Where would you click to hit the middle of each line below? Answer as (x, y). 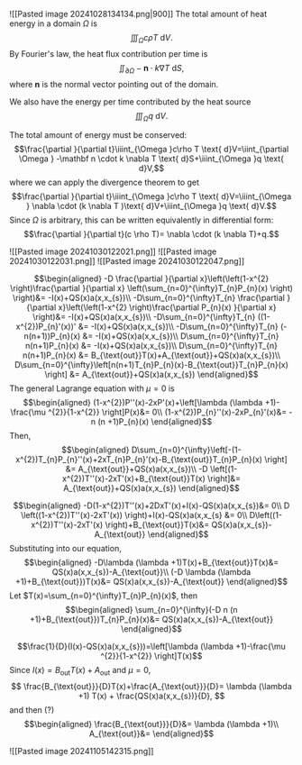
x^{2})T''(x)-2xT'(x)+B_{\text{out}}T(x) (133, 478)
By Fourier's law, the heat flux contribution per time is (109, 53)
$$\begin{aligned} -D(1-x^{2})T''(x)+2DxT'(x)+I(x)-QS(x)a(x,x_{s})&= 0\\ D (151, 505)
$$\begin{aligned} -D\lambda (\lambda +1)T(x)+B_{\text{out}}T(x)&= (151, 562)
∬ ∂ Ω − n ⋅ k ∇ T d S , (151, 69)
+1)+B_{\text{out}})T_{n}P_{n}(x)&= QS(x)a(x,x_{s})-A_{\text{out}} (151, 619)
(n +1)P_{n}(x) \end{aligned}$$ (155, 422)
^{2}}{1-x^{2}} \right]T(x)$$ (151, 656)
